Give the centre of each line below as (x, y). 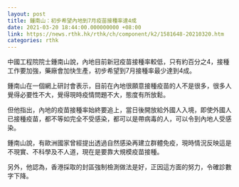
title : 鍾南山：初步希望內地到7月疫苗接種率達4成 (72, 21)
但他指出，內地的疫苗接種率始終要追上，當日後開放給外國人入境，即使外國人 (119, 110)
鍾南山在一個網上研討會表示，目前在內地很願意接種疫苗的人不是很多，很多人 (119, 86)
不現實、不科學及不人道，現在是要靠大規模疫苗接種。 (85, 152)
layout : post (27, 14)
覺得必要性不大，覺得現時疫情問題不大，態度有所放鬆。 (88, 95)
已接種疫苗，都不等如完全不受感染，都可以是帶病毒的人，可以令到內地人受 (116, 119)
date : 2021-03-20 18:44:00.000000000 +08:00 (74, 27)
